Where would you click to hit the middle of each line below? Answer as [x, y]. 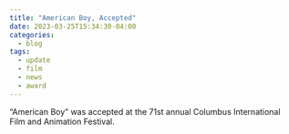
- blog [30, 43]
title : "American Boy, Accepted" [73, 18]
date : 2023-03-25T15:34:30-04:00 [73, 26]
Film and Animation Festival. [62, 121]
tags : [20, 52]
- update [34, 60]
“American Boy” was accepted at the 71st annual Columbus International [145, 111]
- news [30, 77]
